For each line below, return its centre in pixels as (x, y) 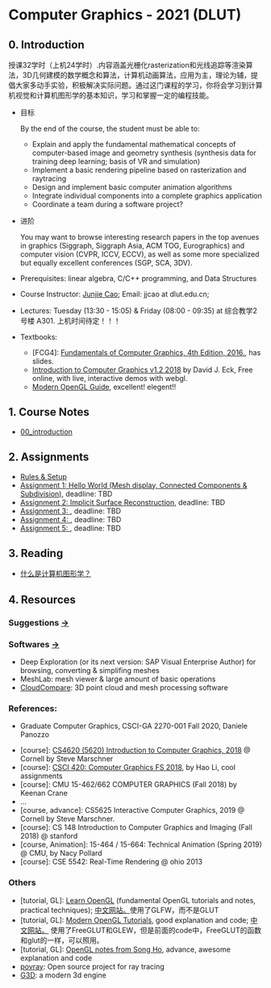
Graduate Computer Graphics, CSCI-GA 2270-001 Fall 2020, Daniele (134, 726)
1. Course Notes (49, 412)
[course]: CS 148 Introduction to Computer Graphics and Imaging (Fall (136, 827)
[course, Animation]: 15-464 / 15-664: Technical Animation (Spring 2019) (141, 844)
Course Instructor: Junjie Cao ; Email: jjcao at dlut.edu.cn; (115, 294)
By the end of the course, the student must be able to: (110, 128)
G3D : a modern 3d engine (63, 975)
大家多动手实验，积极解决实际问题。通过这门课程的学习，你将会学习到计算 (139, 85)
